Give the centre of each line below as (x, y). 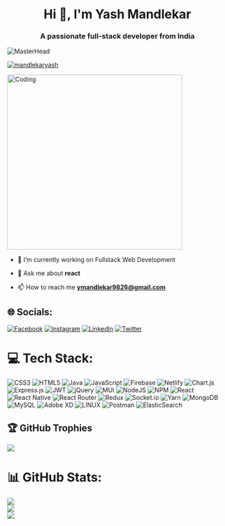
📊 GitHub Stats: (55, 477)
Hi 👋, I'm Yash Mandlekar (117, 14)
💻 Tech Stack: (50, 358)
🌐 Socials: (30, 312)
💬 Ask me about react (49, 273)
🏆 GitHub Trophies (50, 428)
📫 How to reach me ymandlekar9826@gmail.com (92, 287)
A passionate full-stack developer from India (117, 36)
